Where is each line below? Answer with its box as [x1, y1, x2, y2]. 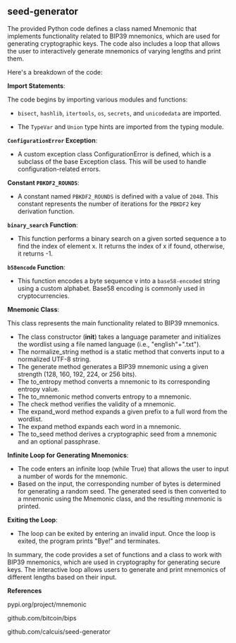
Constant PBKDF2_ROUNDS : [7, 178, 80, 187]
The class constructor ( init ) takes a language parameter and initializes [17, 332, 221, 341]
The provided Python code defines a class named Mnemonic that [7, 24, 197, 32]
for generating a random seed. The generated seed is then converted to [17, 487, 227, 495]
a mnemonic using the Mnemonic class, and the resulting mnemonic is [17, 494, 223, 503]
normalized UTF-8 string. [17, 355, 92, 363]
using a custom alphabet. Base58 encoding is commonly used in [17, 284, 206, 292]
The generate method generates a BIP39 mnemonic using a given [17, 362, 209, 370]
